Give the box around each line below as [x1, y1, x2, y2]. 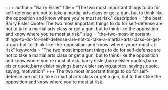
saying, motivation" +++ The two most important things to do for [5, 68, 139, 74]
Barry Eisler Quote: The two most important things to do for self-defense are [5, 20, 163, 26]
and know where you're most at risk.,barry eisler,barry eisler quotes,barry [5, 58, 158, 63]
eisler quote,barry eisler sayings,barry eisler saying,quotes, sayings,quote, [5, 63, 159, 69]
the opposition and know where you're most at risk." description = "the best [5, 15, 162, 21]
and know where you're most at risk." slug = [5, 31, 96, 37]
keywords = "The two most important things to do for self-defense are [16, 47, 161, 53]
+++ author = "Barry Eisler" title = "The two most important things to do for [5, 5, 160, 10]
